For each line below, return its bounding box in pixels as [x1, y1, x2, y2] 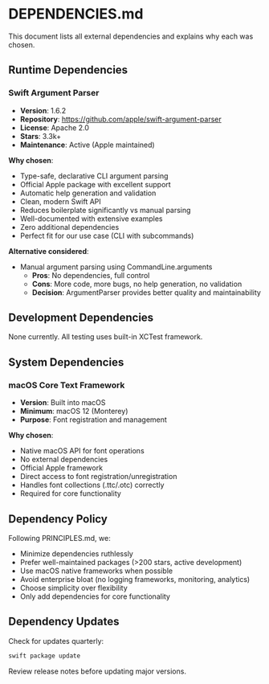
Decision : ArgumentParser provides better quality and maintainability [31, 287, 261, 297]
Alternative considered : [8, 246, 90, 256]
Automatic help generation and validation [19, 188, 157, 198]
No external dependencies [19, 455, 108, 465]
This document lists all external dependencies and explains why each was [8, 31, 254, 41]
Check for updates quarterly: [8, 636, 104, 645]
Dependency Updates [8, 615, 120, 629]
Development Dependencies [8, 311, 154, 325]
